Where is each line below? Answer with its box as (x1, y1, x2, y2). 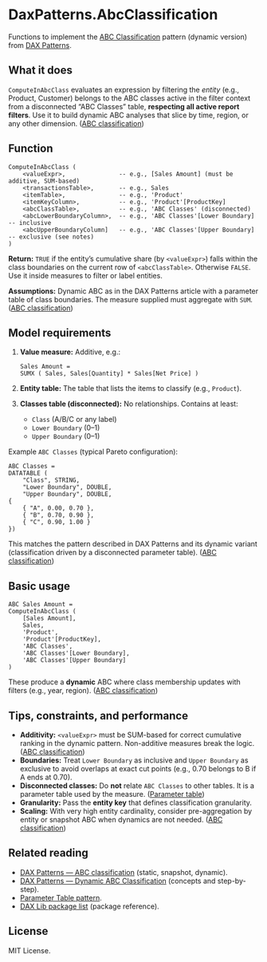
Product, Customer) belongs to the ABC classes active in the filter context (8, 93, 251, 103)
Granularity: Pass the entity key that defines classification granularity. (19, 798, 253, 807)
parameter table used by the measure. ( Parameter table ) (19, 790, 205, 798)
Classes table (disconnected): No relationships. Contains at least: (19, 399, 238, 408)
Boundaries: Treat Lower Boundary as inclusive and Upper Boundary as (19, 755, 249, 765)
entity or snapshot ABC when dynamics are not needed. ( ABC (19, 815, 223, 824)
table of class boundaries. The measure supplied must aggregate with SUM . (8, 294, 253, 304)
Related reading (8, 846, 89, 860)
